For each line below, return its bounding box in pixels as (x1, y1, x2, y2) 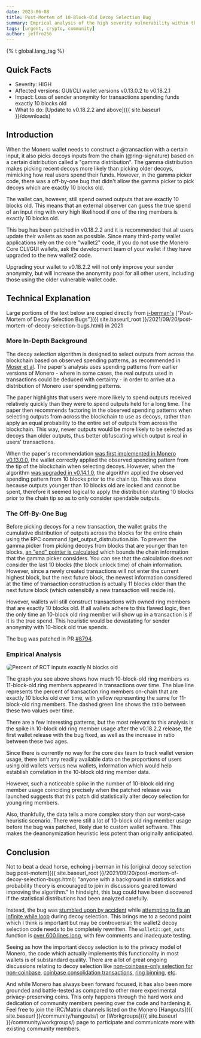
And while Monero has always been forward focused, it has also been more (6, 981, 193, 988)
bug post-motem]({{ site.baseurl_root (6, 869, 99, 877)
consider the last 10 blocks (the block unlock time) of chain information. (6, 561, 182, 569)
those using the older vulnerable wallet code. (6, 276, 118, 283)
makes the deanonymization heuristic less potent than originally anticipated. (6, 830, 194, 837)
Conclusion (6, 847, 50, 857)
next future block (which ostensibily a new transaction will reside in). (6, 587, 175, 594)
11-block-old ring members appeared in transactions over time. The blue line (6, 682, 194, 689)
